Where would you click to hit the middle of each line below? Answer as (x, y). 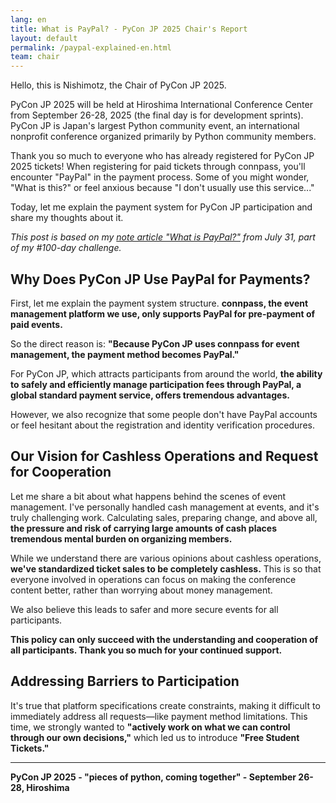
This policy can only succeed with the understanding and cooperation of (164, 639)
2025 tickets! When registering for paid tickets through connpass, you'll (158, 167)
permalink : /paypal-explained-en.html (91, 47)
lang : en (28, 19)
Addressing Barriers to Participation (125, 681)
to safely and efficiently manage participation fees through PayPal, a (156, 384)
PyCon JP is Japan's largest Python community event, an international (155, 126)
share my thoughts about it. (67, 218)
